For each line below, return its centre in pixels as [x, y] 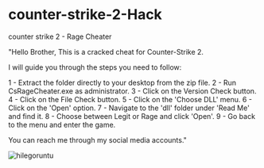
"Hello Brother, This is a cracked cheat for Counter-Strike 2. [106, 52]
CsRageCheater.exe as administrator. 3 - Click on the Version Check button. [132, 91]
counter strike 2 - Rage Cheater [60, 36]
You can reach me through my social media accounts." [97, 139]
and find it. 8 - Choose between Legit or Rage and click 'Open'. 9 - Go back [132, 116]
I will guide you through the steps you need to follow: [95, 67]
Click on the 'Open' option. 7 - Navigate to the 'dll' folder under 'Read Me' [129, 108]
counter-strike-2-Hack [85, 15]
